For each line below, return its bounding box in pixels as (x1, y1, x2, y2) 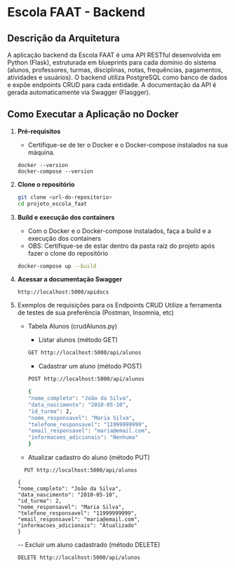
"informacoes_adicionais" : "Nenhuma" (27, 434, 139, 441)
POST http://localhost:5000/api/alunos (27, 376, 145, 383)
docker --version (17, 161, 69, 169)
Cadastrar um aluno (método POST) (38, 362, 142, 371)
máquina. (27, 148, 55, 157)
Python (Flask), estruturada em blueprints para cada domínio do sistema (7, 58, 216, 67)
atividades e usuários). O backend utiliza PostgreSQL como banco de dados (7, 73, 228, 81)
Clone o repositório (17, 180, 75, 188)
